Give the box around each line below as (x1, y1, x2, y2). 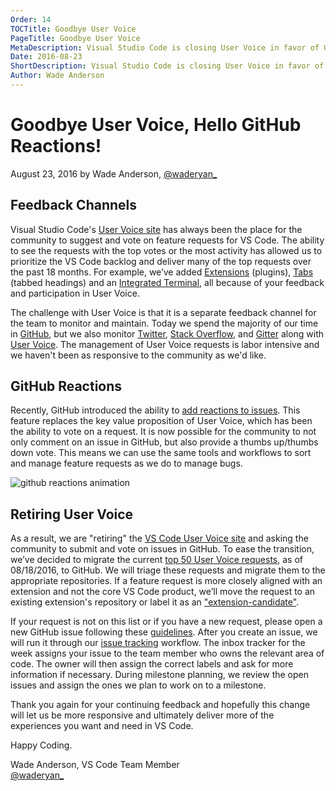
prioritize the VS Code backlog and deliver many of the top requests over (10, 255, 312, 267)
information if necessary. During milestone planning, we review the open (10, 669, 309, 681)
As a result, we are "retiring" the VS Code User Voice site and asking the (10, 532, 309, 545)
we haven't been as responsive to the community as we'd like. (10, 349, 267, 361)
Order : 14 (10, 14, 52, 25)
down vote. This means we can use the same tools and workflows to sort (10, 447, 312, 459)
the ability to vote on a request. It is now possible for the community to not (10, 426, 317, 438)
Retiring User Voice (10, 506, 134, 523)
